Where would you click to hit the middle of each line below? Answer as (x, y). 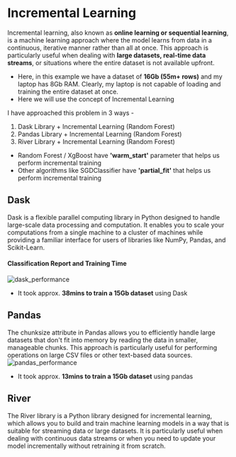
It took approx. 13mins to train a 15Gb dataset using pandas (105, 376)
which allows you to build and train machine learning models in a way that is (118, 423)
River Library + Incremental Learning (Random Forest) (96, 141)
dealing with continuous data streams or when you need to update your (112, 438)
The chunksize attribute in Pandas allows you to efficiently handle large (112, 332)
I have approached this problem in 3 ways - (71, 113)
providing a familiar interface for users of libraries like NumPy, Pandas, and (117, 239)
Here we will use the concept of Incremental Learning (96, 99)
